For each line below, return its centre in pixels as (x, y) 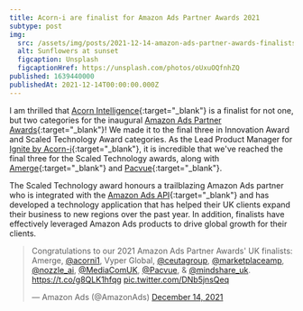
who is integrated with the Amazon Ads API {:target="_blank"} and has (139, 195)
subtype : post (36, 26)
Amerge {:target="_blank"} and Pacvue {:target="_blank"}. (116, 168)
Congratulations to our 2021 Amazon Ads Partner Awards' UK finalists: (162, 251)
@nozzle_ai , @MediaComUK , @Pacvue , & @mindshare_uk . (141, 270)
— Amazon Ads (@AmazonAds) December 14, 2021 (127, 297)
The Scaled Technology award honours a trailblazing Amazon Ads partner (147, 185)
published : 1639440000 (52, 77)
